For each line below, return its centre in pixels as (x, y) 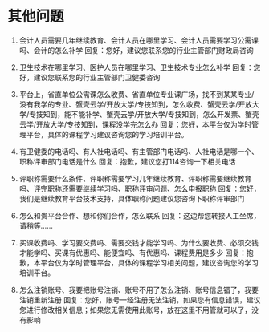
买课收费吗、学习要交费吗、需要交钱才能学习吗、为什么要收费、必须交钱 (139, 242)
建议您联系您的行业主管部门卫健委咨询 (97, 77)
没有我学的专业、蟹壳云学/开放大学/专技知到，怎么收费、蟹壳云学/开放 (135, 104)
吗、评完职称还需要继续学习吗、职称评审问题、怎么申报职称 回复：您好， (140, 188)
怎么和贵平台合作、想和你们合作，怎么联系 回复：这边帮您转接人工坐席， (140, 215)
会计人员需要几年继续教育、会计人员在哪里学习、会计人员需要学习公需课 (139, 40)
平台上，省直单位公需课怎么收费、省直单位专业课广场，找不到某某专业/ (137, 94)
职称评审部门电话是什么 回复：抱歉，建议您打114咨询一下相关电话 (127, 161)
